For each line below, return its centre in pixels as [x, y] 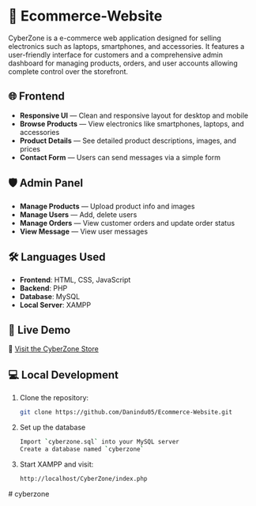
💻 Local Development [63, 375]
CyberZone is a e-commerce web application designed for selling [115, 38]
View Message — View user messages [84, 231]
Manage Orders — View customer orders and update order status [127, 223]
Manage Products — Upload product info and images [107, 206]
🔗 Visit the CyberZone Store [53, 349]
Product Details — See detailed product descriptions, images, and [128, 141]
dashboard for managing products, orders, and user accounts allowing [123, 63]
